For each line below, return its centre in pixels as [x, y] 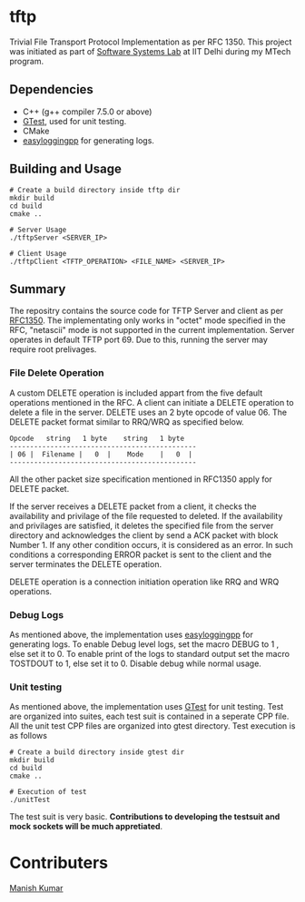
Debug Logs [37, 614]
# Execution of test [49, 792]
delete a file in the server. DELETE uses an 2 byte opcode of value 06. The [148, 412]
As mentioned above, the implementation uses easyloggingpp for [132, 634]
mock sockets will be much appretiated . [86, 827]
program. [27, 61]
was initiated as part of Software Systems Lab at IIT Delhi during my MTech [150, 51]
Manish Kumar [36, 888]
